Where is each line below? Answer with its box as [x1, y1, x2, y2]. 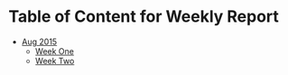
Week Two [34, 55, 75, 66]
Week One [34, 45, 74, 56]
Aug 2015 [21, 36, 58, 47]
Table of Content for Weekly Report [8, 6, 279, 27]
